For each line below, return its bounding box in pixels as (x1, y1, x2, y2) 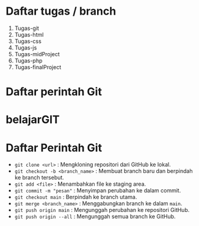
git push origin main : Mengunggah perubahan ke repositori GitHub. (14, 206, 190, 214)
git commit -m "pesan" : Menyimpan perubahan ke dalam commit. (14, 187, 181, 194)
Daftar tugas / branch (5, 4, 117, 18)
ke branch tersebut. (14, 174, 65, 181)
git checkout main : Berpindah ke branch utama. (14, 194, 137, 201)
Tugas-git (14, 24, 39, 32)
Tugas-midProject (14, 50, 60, 57)
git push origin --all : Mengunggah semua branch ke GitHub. (14, 213, 176, 221)
